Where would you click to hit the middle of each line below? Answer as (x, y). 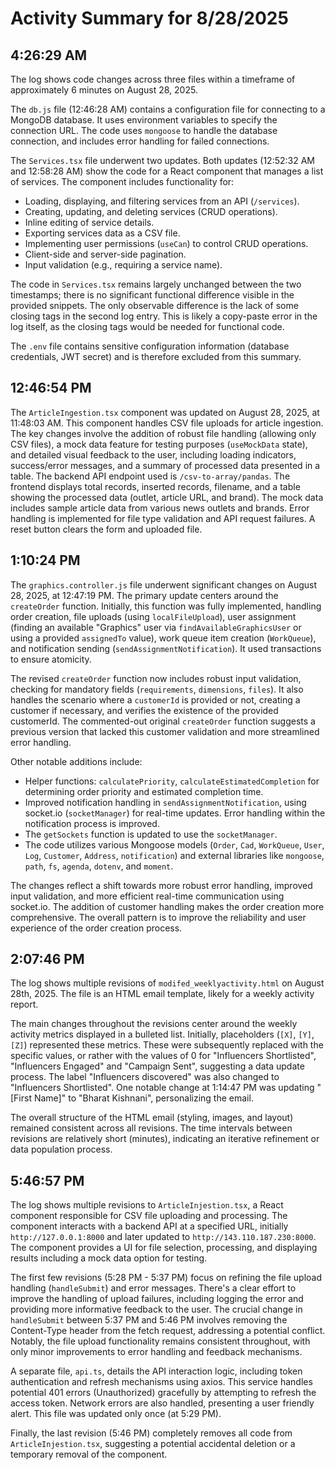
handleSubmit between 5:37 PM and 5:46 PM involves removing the (149, 1320)
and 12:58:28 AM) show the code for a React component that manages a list (167, 171)
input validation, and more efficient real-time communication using (147, 896)
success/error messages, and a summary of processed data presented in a (165, 465)
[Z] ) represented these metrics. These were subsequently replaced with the (167, 1045)
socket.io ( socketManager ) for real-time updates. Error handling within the (175, 813)
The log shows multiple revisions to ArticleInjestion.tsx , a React (147, 1205)
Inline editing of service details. (89, 222)
